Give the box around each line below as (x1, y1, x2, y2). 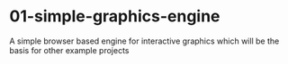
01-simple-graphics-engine (9, 6, 220, 27)
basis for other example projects (9, 44, 130, 55)
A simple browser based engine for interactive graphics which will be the (9, 36, 280, 46)
